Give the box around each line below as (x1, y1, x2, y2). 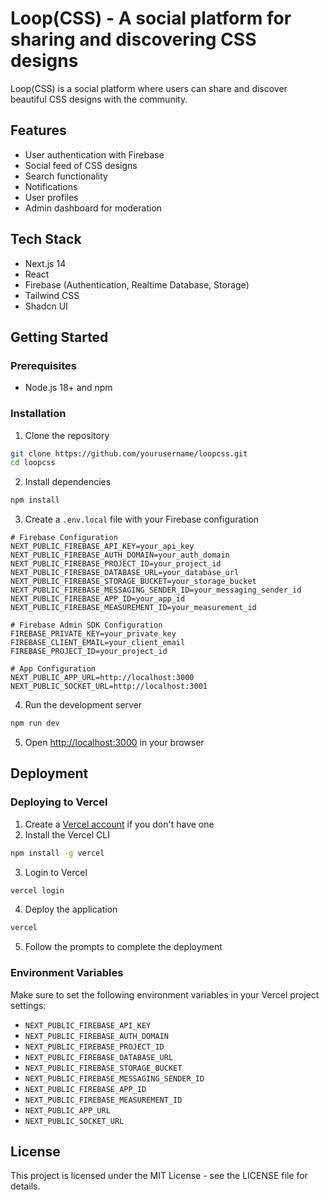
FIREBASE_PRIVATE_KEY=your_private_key (10, 629, 177, 639)
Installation (10, 407, 67, 421)
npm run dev (10, 718, 60, 729)
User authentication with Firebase (24, 148, 165, 161)
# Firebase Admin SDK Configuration (10, 620, 163, 631)
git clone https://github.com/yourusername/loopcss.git (10, 448, 248, 459)
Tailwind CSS (24, 289, 80, 301)
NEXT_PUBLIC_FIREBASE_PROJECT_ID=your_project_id (10, 559, 222, 569)
